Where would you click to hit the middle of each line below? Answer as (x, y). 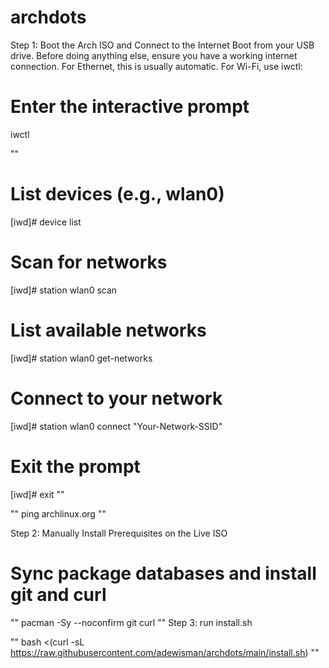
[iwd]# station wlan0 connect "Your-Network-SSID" (116, 426)
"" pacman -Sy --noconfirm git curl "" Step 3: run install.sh (131, 622)
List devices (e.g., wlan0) (117, 194)
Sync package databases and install (163, 573)
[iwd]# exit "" (37, 494)
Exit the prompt (75, 466)
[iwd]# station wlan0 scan (64, 290)
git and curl (58, 594)
